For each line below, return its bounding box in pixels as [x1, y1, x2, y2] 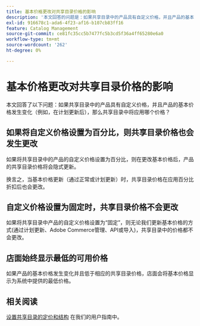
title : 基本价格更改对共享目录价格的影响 [6, 8, 96, 15]
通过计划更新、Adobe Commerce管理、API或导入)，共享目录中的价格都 [13, 227, 189, 234]
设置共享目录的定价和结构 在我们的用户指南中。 [6, 313, 123, 320]
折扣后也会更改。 [6, 183, 48, 190]
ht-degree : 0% [6, 48, 42, 54]
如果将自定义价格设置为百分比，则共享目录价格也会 [6, 127, 194, 137]
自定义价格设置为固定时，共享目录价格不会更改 [6, 202, 179, 212]
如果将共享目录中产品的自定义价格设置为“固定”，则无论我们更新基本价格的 [6, 219, 189, 226]
